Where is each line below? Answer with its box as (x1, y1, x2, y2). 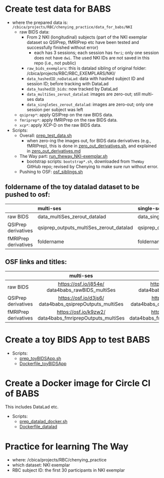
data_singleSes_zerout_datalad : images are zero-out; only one (26, 101, 154, 107)
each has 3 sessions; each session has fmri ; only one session (34, 50, 159, 56)
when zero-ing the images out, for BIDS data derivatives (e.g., (26, 137, 151, 143)
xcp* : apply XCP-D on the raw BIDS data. (19, 122, 102, 128)
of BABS (5, 388, 40, 399)
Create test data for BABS (5, 3, 111, 15)
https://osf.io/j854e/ (58, 280, 104, 287)
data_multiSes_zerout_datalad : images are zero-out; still (26, 91, 141, 97)
